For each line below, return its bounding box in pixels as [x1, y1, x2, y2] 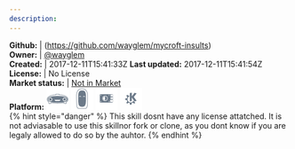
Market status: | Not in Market [9, 77, 122, 88]
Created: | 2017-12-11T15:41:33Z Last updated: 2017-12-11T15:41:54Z [9, 59, 263, 69]
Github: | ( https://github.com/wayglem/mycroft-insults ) [9, 40, 211, 51]
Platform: [9, 101, 44, 112]
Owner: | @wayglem [9, 49, 85, 59]
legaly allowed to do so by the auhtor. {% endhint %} [9, 129, 203, 140]
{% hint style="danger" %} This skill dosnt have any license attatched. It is [9, 111, 283, 122]
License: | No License [9, 67, 91, 79]
